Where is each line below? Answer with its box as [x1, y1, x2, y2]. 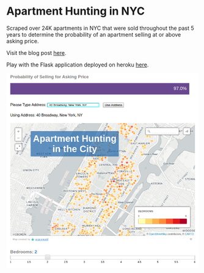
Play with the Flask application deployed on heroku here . [6, 61, 149, 68]
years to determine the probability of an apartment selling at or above [6, 30, 181, 38]
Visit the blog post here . [6, 49, 67, 56]
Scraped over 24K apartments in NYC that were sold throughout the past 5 [6, 24, 194, 32]
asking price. [6, 37, 39, 44]
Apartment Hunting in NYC [6, 4, 145, 18]
